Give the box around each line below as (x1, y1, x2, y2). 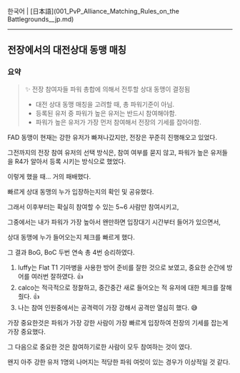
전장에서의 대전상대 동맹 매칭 (7, 44, 127, 56)
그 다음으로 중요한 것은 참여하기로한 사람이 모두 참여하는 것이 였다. (7, 342, 192, 351)
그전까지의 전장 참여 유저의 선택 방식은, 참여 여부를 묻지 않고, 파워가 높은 (7, 148, 209, 156)
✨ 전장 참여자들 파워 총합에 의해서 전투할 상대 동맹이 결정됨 (24, 85, 191, 93)
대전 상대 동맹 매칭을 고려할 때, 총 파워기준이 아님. (35, 100, 175, 108)
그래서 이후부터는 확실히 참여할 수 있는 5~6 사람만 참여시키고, (7, 203, 179, 211)
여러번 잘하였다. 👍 (31, 272, 84, 280)
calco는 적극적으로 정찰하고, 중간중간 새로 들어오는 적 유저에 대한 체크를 (17, 283, 219, 292)
